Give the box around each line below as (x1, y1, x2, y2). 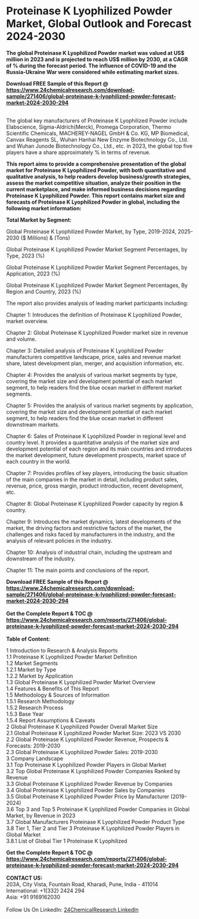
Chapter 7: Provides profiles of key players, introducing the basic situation (6, 469, 188, 476)
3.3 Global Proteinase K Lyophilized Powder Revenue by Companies (6, 780, 173, 787)
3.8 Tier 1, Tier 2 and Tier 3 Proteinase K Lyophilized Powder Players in (6, 825, 180, 832)
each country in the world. (6, 458, 71, 465)
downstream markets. (6, 421, 60, 428)
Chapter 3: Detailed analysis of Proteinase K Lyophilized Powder (6, 347, 164, 354)
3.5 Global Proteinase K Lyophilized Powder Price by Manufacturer (6, 793, 170, 800)
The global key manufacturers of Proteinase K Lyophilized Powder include (6, 117, 188, 124)
